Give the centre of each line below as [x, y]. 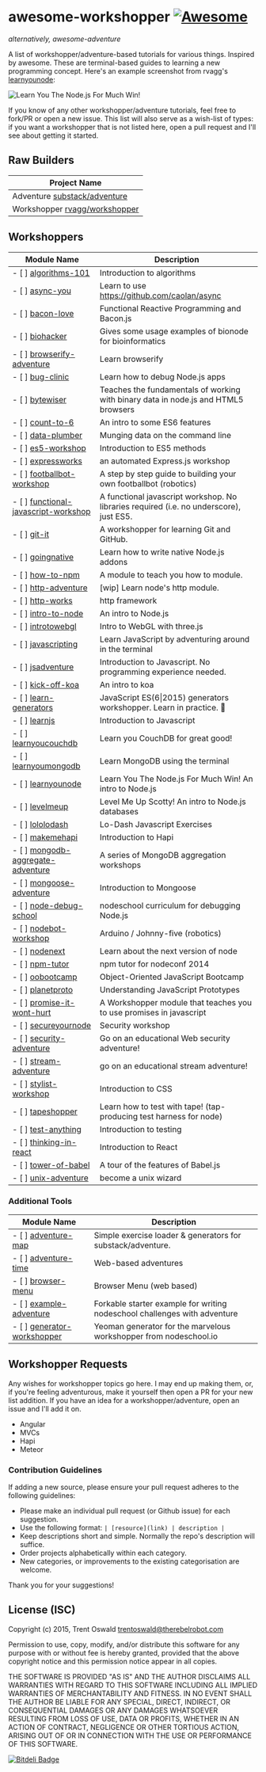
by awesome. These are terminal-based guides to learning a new [114, 63]
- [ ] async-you [42, 291]
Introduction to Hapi [137, 837]
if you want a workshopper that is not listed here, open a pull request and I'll [132, 127]
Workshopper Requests [68, 1364]
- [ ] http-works [42, 600]
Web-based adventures [139, 1263]
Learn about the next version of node [168, 951]
